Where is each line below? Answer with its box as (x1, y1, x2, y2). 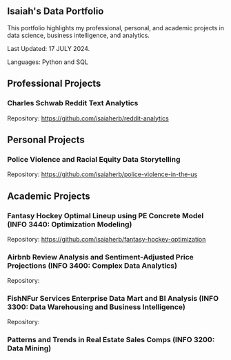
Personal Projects (7, 134, 85, 145)
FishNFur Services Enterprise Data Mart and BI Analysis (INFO (7, 294, 219, 304)
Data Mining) (7, 343, 52, 353)
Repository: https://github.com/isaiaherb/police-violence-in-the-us (7, 170, 198, 178)
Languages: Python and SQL (7, 58, 88, 66)
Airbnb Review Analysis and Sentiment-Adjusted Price (7, 252, 194, 262)
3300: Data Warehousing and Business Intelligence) (7, 302, 186, 312)
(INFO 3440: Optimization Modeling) (7, 220, 132, 229)
